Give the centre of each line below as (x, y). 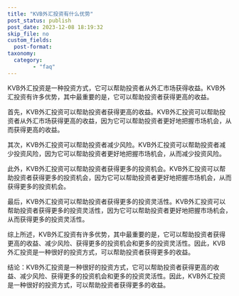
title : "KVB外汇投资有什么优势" (51, 14)
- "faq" (44, 67)
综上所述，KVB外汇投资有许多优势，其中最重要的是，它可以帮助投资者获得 (117, 234)
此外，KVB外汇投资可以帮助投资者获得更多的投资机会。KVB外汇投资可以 (113, 168)
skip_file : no (28, 34)
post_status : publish (39, 21)
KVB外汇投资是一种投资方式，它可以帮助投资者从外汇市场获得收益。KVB (113, 88)
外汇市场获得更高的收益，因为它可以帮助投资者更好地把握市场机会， (126, 121)
